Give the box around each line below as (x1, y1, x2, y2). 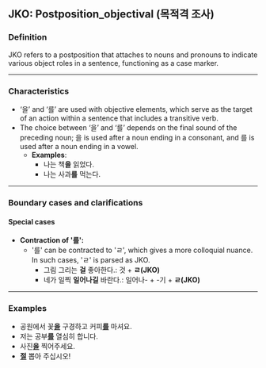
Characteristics (8, 86, 70, 97)
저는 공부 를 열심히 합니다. (19, 332, 99, 341)
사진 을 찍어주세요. (19, 342, 75, 351)
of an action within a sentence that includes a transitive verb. (19, 113, 219, 123)
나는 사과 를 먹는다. (43, 169, 101, 178)
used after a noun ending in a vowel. (19, 141, 139, 151)
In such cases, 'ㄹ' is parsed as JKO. (31, 255, 150, 265)
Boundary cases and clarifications (8, 197, 143, 208)
